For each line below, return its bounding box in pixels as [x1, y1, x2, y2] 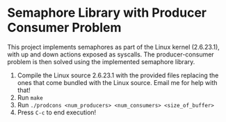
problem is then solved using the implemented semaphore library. [7, 57, 195, 66]
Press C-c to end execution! [17, 108, 97, 116]
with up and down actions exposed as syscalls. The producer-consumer [7, 50, 214, 59]
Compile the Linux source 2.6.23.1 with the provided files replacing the [17, 71, 219, 79]
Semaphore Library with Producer [7, 5, 207, 21]
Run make [17, 93, 43, 102]
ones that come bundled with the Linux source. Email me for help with [17, 78, 218, 86]
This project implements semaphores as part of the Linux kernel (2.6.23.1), [7, 43, 220, 51]
